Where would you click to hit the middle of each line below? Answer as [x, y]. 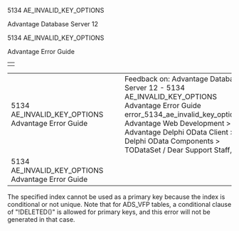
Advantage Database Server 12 [53, 24]
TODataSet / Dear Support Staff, [178, 150]
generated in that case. [41, 219]
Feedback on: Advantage [166, 79]
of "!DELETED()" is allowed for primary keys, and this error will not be [109, 212]
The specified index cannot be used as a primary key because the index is [116, 197]
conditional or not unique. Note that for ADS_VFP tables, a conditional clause [119, 204]
